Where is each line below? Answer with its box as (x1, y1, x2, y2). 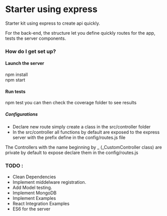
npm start (5, 77, 26, 83)
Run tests (5, 88, 26, 94)
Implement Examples (12, 195, 56, 201)
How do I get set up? (5, 48, 56, 55)
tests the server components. (5, 35, 66, 41)
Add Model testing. (12, 184, 52, 190)
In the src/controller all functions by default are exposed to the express (12, 129, 160, 135)
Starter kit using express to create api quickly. (5, 20, 101, 26)
